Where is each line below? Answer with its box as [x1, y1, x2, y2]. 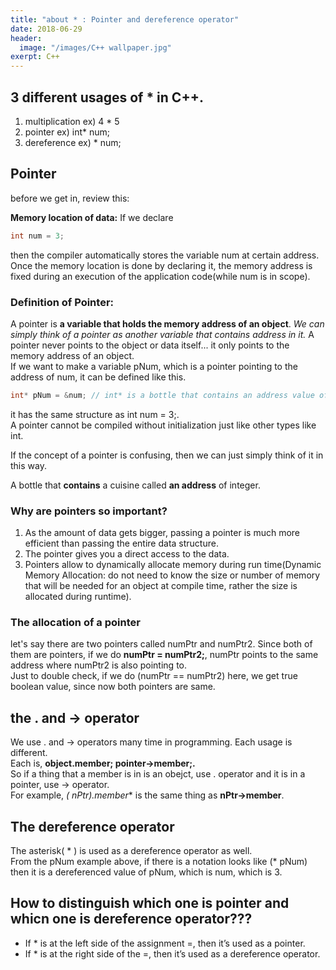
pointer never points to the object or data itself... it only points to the [10, 339, 290, 351]
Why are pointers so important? [10, 504, 168, 518]
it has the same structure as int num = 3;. [10, 408, 180, 420]
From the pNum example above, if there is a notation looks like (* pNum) [10, 856, 308, 868]
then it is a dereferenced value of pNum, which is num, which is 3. [10, 866, 283, 878]
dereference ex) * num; [24, 136, 122, 148]
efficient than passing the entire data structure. [24, 537, 219, 550]
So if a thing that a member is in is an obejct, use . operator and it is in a [10, 768, 306, 780]
